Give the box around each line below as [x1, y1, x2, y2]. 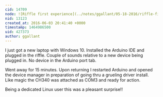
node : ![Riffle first [5, 12, 49, 16]
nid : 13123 [5, 16, 27, 21]
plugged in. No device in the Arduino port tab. [5, 57, 97, 63]
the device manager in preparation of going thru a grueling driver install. [5, 72, 149, 78]
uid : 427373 [5, 29, 29, 34]
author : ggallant [5, 34, 40, 39]
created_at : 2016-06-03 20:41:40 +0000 [5, 20, 86, 26]
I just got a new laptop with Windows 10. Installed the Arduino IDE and [5, 47, 145, 53]
